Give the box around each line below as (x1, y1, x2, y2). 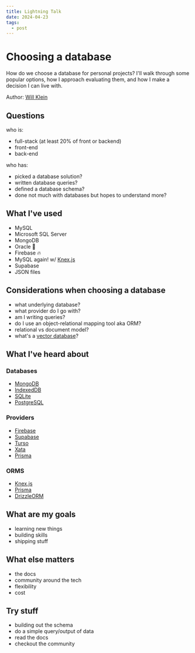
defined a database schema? (14, 186, 85, 192)
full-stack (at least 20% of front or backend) (14, 138, 122, 145)
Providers (6, 414, 35, 422)
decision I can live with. (6, 82, 63, 89)
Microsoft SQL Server (14, 230, 67, 237)
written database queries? (14, 179, 78, 186)
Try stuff (6, 606, 39, 616)
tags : (6, 19, 19, 25)
